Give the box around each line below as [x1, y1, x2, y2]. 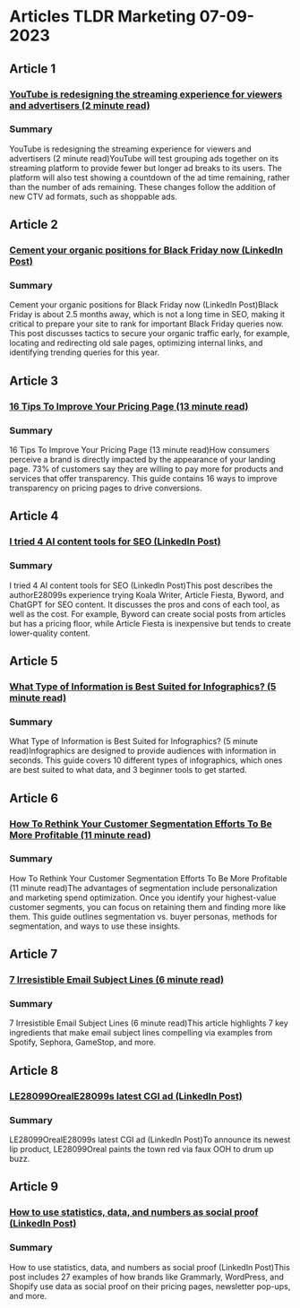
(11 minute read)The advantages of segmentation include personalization [9, 882, 278, 893]
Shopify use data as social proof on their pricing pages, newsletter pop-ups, [9, 1280, 291, 1292]
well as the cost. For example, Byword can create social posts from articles [9, 608, 287, 619]
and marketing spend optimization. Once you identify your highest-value [9, 892, 277, 903]
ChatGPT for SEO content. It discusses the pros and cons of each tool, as [9, 599, 280, 610]
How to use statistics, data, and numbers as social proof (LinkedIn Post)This [9, 1261, 291, 1272]
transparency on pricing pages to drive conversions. [9, 482, 202, 494]
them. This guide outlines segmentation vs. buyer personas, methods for [9, 911, 278, 922]
